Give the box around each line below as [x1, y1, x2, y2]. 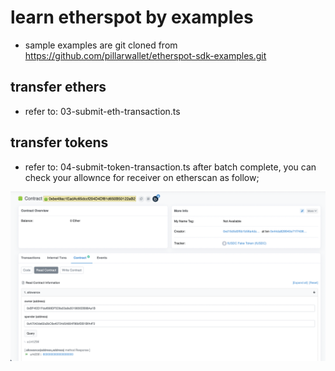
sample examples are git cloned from [24, 39, 178, 51]
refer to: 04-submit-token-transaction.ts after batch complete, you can [24, 161, 317, 173]
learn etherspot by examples [10, 6, 254, 29]
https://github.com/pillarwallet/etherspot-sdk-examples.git [24, 49, 267, 61]
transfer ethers [10, 79, 107, 96]
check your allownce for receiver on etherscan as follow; [24, 171, 260, 183]
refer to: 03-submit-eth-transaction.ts [24, 105, 181, 117]
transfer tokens [10, 134, 109, 151]
